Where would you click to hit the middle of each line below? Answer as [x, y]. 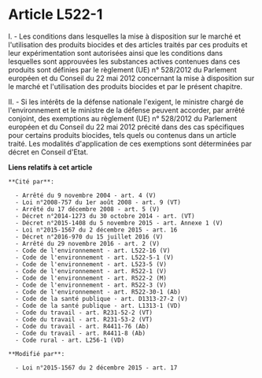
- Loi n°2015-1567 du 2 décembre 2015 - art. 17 [96, 368]
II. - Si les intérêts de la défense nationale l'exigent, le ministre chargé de [126, 102]
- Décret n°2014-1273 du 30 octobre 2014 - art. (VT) [105, 216]
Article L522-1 [55, 15]
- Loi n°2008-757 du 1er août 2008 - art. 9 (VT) [98, 202]
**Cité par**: [31, 182]
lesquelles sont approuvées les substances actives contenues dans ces [124, 61]
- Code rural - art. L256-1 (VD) [70, 340]
